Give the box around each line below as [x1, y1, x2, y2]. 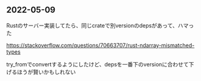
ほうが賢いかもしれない [16, 68, 76, 76]
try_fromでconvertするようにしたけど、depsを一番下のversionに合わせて [6, 60, 189, 68]
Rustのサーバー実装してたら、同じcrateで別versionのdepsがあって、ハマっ [6, 21, 194, 29]
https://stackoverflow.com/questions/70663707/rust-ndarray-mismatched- [6, 41, 195, 49]
